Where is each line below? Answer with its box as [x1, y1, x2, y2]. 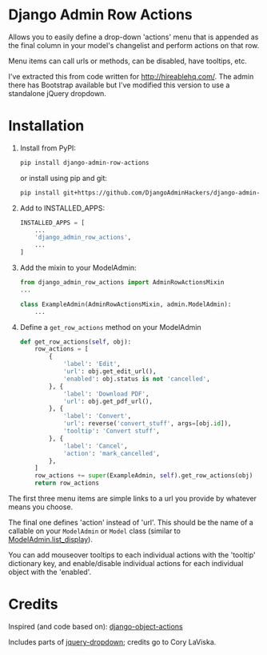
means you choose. [8, 502, 74, 512]
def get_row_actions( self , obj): [19, 338, 132, 346]
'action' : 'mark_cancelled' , [62, 449, 161, 457]
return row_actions [34, 479, 100, 488]
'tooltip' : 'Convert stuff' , [62, 427, 161, 435]
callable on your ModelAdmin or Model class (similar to [8, 526, 181, 536]
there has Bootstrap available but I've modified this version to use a [8, 80, 230, 90]
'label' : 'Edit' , [62, 360, 122, 368]
